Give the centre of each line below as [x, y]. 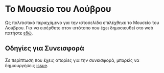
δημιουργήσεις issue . [27, 65]
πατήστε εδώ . [19, 33]
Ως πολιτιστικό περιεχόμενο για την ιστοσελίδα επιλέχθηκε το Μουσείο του [82, 23]
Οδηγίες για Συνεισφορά [45, 48]
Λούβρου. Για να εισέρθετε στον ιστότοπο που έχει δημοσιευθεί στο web [79, 27]
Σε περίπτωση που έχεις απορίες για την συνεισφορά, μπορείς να [72, 60]
